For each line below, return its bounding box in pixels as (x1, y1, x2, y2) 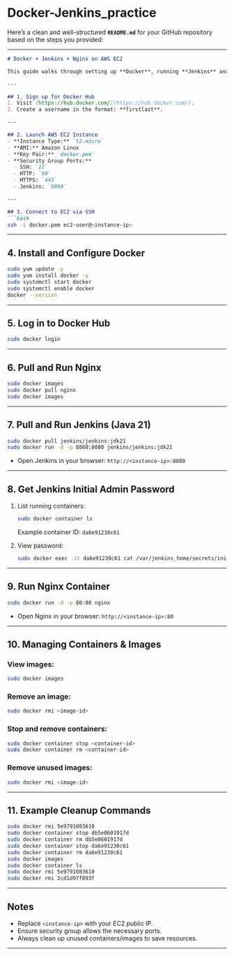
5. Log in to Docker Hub (7, 317, 111, 329)
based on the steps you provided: (7, 35, 104, 43)
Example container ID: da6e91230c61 (17, 528, 120, 536)
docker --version (7, 291, 58, 298)
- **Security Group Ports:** (7, 157, 92, 165)
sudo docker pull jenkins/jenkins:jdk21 (7, 437, 127, 444)
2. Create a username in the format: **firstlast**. (7, 106, 164, 113)
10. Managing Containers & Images (7, 638, 162, 650)
